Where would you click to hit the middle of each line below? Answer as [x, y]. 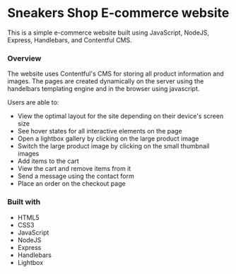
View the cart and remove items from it [74, 169]
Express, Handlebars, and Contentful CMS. [70, 40]
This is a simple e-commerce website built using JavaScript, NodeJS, [108, 32]
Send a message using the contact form [76, 176]
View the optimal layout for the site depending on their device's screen [120, 116]
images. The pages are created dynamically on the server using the [106, 81]
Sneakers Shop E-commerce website [118, 13]
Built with [24, 202]
